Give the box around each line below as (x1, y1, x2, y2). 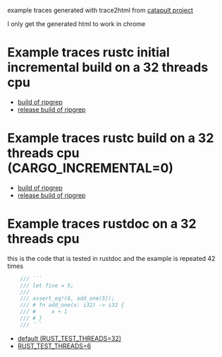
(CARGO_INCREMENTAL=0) (7, 160, 174, 176)
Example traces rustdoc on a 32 (7, 216, 197, 232)
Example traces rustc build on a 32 (7, 130, 214, 146)
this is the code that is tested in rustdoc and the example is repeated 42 (7, 254, 216, 262)
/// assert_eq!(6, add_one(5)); (20, 295, 115, 303)
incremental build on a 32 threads (7, 59, 209, 76)
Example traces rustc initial (7, 45, 171, 61)
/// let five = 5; (20, 282, 74, 289)
